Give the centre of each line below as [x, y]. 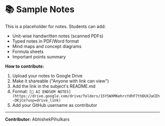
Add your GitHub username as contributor [55, 105]
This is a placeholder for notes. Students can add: [55, 26]
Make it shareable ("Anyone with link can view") [60, 81]
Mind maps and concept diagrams [47, 46]
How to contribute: [25, 66]
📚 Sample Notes [40, 10]
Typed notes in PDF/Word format [46, 41]
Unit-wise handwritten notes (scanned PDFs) [58, 36]
